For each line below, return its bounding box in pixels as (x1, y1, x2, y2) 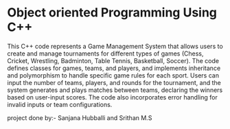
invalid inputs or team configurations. (7, 100, 113, 108)
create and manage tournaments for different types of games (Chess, (7, 49, 204, 58)
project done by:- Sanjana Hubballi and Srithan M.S (7, 113, 152, 121)
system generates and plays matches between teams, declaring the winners (7, 86, 223, 94)
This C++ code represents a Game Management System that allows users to (7, 42, 223, 50)
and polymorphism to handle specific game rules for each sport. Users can (7, 71, 220, 80)
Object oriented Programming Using (7, 5, 218, 21)
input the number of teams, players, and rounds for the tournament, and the (7, 78, 221, 86)
